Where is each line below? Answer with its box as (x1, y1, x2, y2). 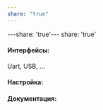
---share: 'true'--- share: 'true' (7, 30, 97, 38)
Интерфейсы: (7, 46, 50, 55)
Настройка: (7, 78, 44, 87)
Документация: (7, 94, 57, 103)
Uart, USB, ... (7, 62, 45, 70)
